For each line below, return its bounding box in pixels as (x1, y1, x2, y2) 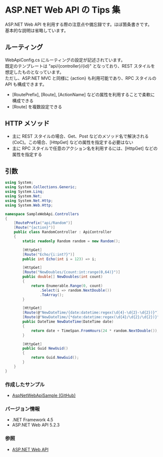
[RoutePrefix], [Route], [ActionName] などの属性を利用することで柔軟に (12, 91, 155, 97)
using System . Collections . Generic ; (5, 185, 77, 190)
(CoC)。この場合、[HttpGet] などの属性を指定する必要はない (12, 139, 133, 145)
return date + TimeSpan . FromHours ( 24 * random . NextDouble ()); (31, 328, 160, 333)
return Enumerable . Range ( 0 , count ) (31, 283, 103, 288)
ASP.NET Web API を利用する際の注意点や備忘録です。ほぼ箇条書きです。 (5, 21, 152, 27)
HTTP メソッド (5, 120, 50, 128)
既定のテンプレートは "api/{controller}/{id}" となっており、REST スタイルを (5, 63, 155, 69)
